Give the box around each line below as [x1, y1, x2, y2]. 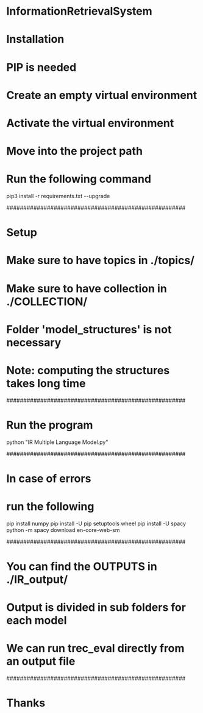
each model [6, 613, 67, 627]
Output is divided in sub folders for [6, 600, 186, 615]
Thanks [6, 696, 46, 710]
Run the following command [6, 172, 151, 186]
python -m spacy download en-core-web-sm [6, 526, 120, 533]
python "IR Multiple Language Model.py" [6, 438, 109, 446]
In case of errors [6, 471, 91, 486]
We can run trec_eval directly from [6, 641, 185, 656]
